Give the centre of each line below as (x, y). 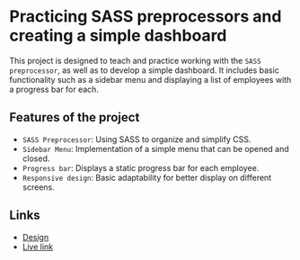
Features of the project (75, 117)
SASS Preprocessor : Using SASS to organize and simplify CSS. (137, 139)
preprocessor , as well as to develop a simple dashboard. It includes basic (145, 70)
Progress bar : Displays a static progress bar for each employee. (141, 167)
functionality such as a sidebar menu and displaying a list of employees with (150, 79)
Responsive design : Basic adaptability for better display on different (147, 177)
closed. (36, 158)
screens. (39, 187)
